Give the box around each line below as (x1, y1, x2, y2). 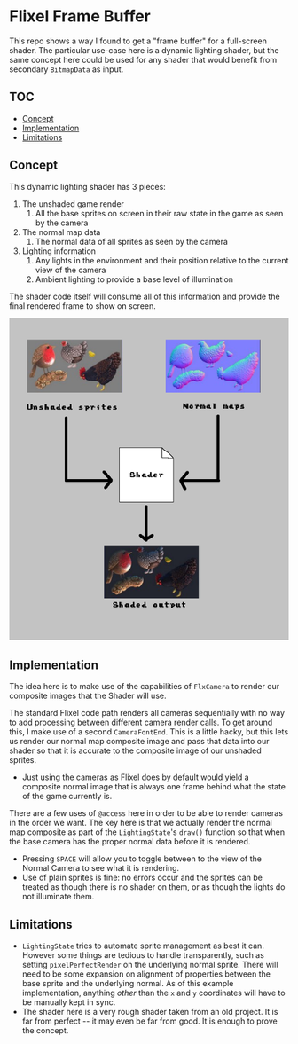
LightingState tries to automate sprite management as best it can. (21, 940, 264, 951)
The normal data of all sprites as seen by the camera (35, 236, 229, 247)
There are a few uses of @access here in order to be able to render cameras (9, 808, 284, 819)
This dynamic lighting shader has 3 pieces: (9, 181, 166, 192)
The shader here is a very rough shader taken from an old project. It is (21, 1007, 278, 1017)
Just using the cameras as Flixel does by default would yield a (21, 772, 250, 782)
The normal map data (21, 226, 101, 237)
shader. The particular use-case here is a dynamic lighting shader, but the (9, 44, 279, 55)
